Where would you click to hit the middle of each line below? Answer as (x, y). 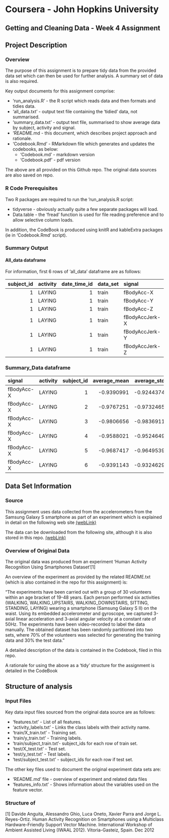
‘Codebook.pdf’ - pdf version (50, 160)
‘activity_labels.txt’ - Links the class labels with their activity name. (81, 727)
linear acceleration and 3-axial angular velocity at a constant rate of (86, 619)
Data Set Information (38, 486)
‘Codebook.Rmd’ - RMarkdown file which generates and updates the (83, 144)
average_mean (111, 380)
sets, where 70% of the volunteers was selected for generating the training (83, 635)
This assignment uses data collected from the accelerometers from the (79, 511)
